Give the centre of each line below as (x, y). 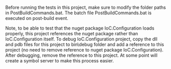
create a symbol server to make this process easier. (59, 61)
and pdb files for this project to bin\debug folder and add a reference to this (85, 44)
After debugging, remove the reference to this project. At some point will (81, 55)
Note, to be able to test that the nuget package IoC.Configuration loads (80, 28)
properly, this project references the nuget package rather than (72, 33)
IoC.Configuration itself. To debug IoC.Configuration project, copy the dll (81, 39)
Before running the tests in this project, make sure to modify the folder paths (86, 7)
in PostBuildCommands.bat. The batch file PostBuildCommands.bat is (78, 13)
